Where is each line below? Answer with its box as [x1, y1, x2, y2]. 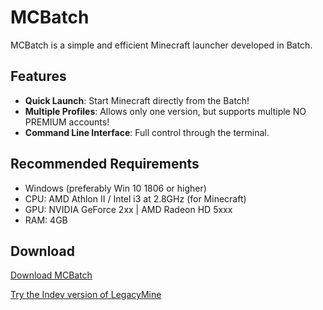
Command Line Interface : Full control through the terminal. [24, 126, 270, 138]
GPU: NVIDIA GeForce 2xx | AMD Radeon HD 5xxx [24, 203, 233, 215]
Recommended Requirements [10, 156, 200, 173]
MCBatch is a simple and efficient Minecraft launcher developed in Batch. [10, 39, 313, 51]
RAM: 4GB [24, 214, 68, 226]
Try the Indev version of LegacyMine [10, 289, 162, 301]
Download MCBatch [10, 269, 93, 281]
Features [10, 68, 67, 85]
